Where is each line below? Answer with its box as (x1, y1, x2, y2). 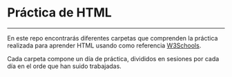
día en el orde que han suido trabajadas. (7, 62, 122, 70)
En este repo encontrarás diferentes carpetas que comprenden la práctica (7, 34, 218, 42)
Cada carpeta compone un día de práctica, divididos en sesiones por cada (7, 54, 220, 63)
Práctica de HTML (7, 5, 112, 21)
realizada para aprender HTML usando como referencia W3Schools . (7, 41, 202, 49)
